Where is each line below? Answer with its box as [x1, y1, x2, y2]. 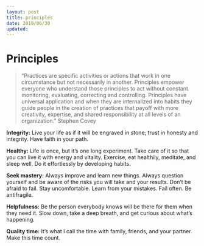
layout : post [6, 9, 40, 15]
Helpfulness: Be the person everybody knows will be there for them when [6, 203, 193, 210]
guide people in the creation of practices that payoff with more [21, 104, 178, 112]
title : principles [6, 15, 53, 21]
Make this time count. [6, 234, 61, 242]
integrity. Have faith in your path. [6, 135, 89, 143]
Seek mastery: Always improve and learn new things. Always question [6, 172, 184, 179]
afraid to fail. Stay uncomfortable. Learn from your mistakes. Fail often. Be [6, 185, 192, 192]
